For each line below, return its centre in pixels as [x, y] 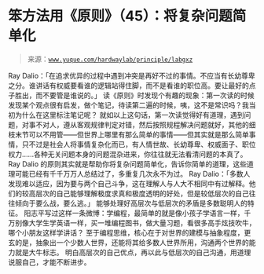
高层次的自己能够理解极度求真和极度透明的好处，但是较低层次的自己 [139, 193]
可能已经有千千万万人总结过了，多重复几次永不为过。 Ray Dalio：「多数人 [132, 174]
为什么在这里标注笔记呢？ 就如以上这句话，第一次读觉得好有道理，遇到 [129, 115]
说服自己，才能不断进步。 [49, 262]
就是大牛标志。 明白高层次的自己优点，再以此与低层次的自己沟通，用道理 [133, 252]
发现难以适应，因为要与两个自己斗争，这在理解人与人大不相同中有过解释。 [128, 183]
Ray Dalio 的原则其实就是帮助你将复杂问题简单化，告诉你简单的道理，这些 [128, 164]
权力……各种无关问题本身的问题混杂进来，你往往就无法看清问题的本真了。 [128, 154]
